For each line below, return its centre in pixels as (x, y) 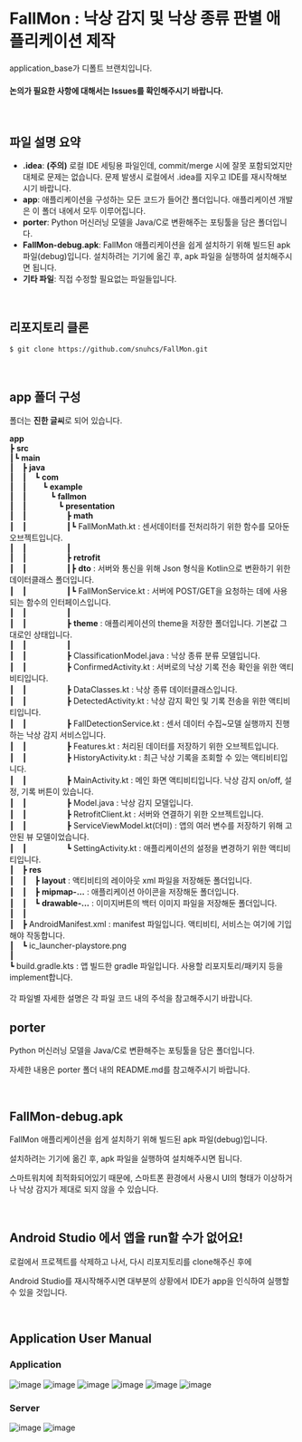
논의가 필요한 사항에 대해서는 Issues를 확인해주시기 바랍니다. (117, 91)
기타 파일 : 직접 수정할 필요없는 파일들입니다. (99, 278)
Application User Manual (80, 1339)
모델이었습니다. (62, 837)
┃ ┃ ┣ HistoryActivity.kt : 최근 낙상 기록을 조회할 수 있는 (129, 758)
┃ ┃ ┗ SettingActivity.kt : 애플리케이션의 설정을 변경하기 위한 (138, 848)
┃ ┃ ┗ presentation (62, 506)
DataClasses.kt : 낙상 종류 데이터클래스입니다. (156, 690)
